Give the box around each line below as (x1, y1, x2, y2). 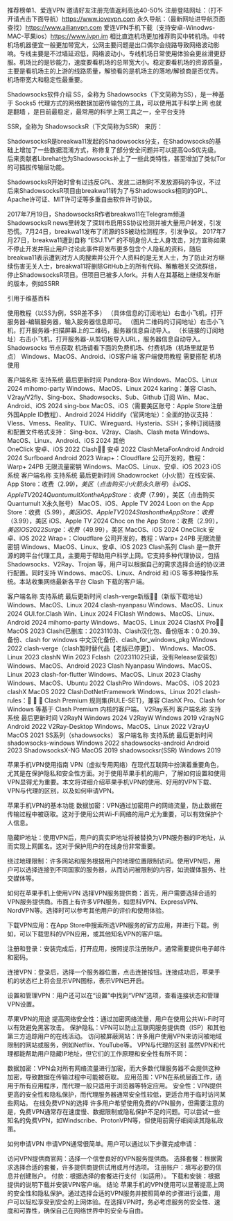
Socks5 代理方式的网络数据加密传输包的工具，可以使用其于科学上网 (15, 99, 208, 107)
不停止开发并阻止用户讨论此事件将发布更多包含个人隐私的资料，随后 (7, 245, 202, 253)
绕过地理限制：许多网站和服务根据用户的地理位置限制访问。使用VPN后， (7, 857, 215, 865)
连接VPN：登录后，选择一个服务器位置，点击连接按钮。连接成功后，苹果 (7, 968, 215, 976)
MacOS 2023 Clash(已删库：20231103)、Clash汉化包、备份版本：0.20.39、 (7, 627, 224, 635)
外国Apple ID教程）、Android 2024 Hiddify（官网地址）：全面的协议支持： (7, 410, 215, 419)
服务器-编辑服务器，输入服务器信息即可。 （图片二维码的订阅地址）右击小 (7, 318, 218, 326)
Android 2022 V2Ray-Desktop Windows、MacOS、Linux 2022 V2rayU (7, 723, 209, 730)
